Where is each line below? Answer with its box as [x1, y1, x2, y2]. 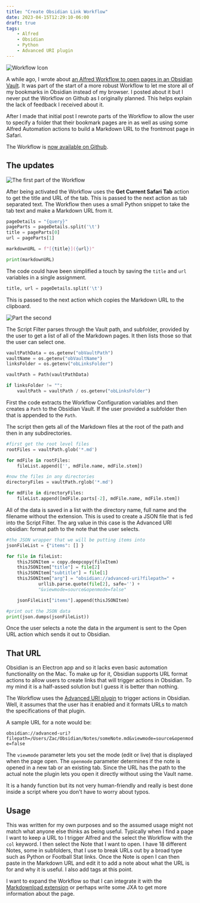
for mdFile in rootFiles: [6, 457, 70, 463]
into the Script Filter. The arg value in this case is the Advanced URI [6, 519, 172, 526]
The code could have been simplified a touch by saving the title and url [6, 267, 187, 275]
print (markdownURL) [6, 256, 55, 263]
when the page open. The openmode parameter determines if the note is [6, 758, 180, 765]
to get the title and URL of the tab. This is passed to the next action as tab [6, 194, 187, 201]
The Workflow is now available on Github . [6, 143, 109, 150]
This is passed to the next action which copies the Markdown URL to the [6, 296, 184, 303]
